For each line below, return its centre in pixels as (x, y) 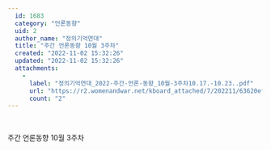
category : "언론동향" (48, 23)
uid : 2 (26, 31)
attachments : (37, 69)
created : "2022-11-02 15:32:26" (70, 53)
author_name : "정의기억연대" (59, 38)
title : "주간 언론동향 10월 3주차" (67, 46)
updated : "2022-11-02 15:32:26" (70, 61)
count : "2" (47, 98)
